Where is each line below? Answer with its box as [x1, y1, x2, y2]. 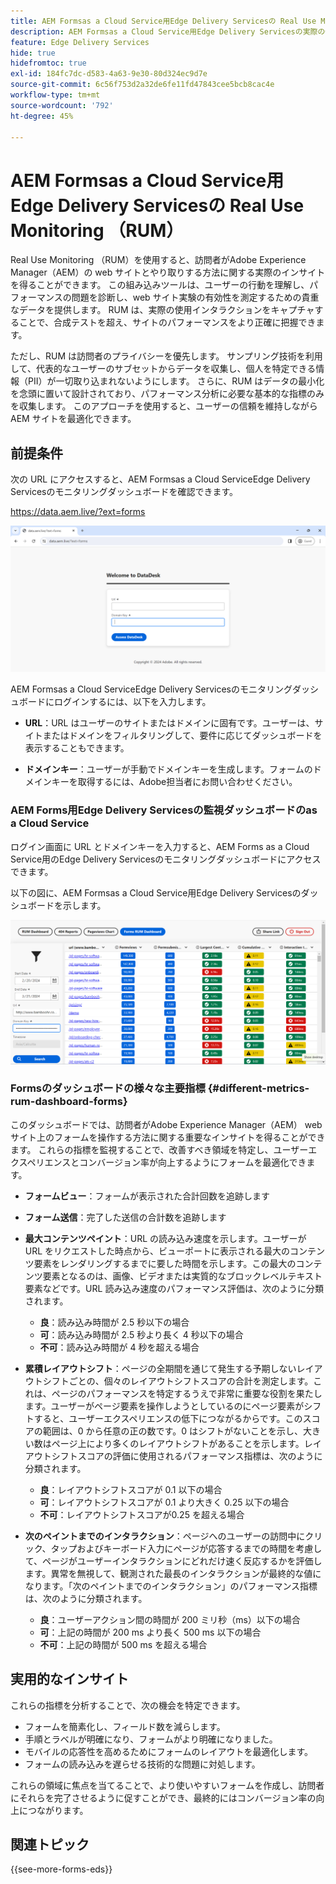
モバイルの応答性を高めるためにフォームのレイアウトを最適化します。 [24, 1745, 313, 1757]
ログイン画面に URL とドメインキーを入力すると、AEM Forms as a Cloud [10, 840, 310, 852]
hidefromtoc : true [10, 58, 87, 69]
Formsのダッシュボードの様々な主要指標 [10, 1081, 206, 1095]
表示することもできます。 [24, 742, 130, 754]
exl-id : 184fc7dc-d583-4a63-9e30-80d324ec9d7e [10, 69, 208, 79]
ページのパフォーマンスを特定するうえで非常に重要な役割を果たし [51, 1387, 323, 1399]
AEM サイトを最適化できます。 [10, 413, 137, 425]
